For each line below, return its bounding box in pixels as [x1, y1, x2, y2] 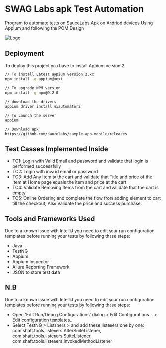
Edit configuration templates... [12, 317, 74, 323]
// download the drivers [5, 99, 56, 105]
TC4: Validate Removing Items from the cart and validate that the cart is [12, 185, 159, 191]
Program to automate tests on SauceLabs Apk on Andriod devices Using [5, 20, 153, 26]
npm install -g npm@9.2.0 [5, 90, 58, 95]
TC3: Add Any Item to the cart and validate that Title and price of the [12, 174, 153, 180]
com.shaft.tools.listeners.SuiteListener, [12, 333, 92, 339]
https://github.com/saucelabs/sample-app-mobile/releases [5, 131, 127, 136]
